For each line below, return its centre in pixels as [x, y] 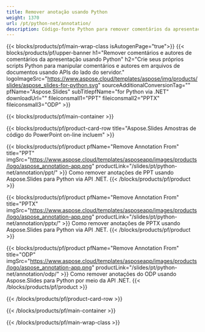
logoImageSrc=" [27, 79]
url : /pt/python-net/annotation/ [49, 23]
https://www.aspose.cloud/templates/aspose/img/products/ [123, 79]
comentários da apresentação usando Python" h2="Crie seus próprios [95, 59]
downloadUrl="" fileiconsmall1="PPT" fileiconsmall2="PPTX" [83, 98]
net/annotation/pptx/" [34, 223]
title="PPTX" [22, 204]
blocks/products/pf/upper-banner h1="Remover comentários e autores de [99, 53]
